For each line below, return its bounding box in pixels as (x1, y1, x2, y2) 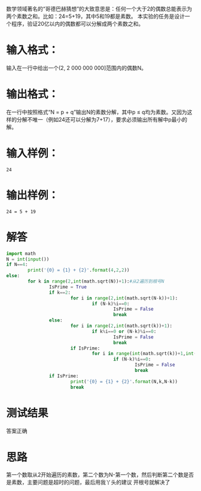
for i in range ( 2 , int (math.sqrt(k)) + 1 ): (70, 323, 172, 329)
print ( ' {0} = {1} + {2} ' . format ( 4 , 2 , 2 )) (28, 267, 130, 274)
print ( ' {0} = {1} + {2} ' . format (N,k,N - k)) (70, 378, 178, 384)
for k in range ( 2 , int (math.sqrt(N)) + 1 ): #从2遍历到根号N (28, 278, 165, 284)
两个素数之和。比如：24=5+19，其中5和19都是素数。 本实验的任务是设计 (6, 13, 185, 20)
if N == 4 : (6, 262, 28, 268)
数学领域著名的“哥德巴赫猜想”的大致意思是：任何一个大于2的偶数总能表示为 (6, 5, 193, 12)
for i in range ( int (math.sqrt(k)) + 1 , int (92, 351, 194, 357)
